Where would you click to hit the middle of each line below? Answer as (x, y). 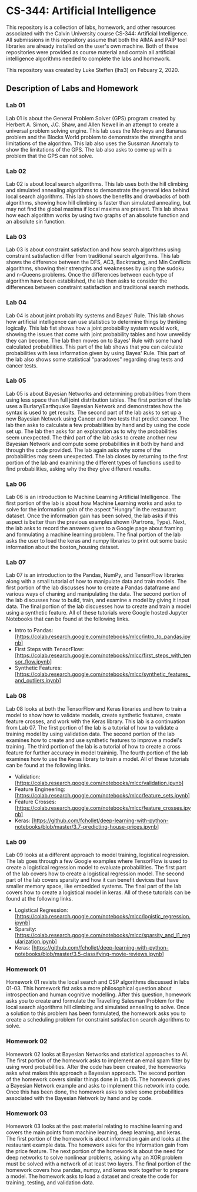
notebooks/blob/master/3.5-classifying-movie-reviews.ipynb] (89, 954)
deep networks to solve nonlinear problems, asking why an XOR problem (94, 1157)
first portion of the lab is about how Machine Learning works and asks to (94, 503)
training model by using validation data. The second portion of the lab (91, 734)
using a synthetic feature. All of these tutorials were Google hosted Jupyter (97, 613)
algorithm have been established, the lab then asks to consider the (87, 281)
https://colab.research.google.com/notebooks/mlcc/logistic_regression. (104, 916)
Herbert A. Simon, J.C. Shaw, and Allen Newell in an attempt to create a (92, 124)
